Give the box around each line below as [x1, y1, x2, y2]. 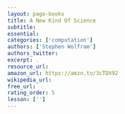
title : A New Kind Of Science [7, 17, 97, 24]
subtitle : [7, 23, 37, 30]
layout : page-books [7, 10, 65, 18]
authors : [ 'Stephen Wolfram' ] [7, 43, 97, 50]
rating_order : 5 [7, 89, 55, 96]
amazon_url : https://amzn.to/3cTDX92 [7, 69, 119, 76]
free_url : [7, 83, 37, 90]
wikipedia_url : [7, 76, 52, 84]
